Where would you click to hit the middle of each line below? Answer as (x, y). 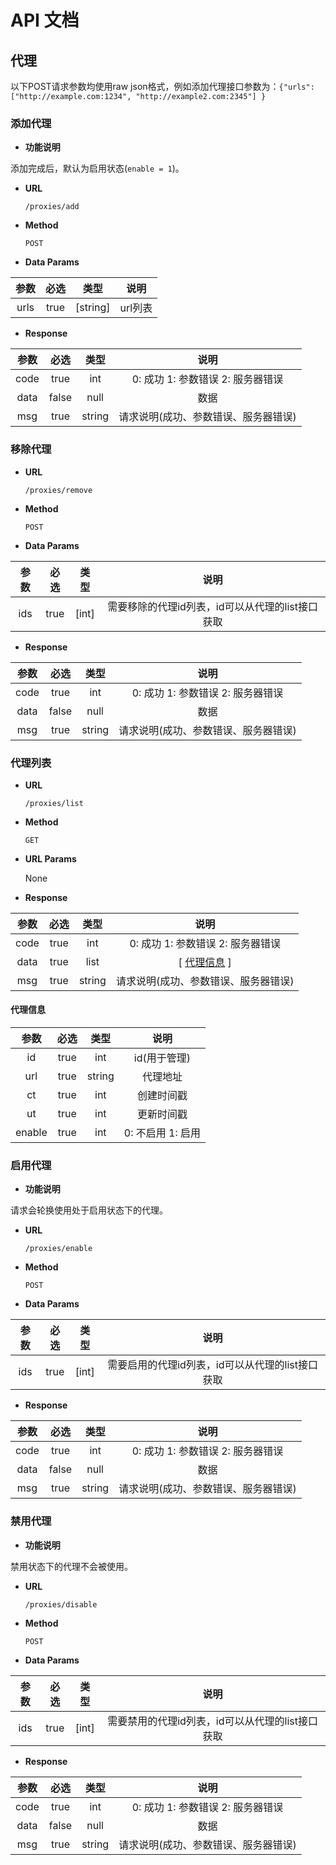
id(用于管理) (162, 1058)
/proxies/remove (58, 490)
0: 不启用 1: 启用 (162, 1133)
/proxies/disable (61, 1604)
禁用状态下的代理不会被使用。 (71, 1566)
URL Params (50, 858)
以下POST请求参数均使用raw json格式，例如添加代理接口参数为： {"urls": (162, 86)
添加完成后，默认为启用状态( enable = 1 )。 (97, 168)
